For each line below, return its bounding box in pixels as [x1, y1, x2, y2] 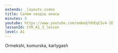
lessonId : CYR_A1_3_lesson [5, 25, 59, 30]
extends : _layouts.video [5, 7, 55, 12]
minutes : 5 [5, 16, 27, 21]
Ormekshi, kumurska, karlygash [5, 43, 69, 48]
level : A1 [5, 29, 25, 34]
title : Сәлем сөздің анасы [5, 12, 59, 16]
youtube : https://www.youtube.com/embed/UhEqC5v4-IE [5, 20, 114, 26]
